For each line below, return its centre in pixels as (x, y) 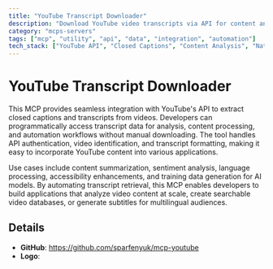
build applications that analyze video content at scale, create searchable (130, 194)
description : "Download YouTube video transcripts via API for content (132, 24)
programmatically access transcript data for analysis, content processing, (132, 126)
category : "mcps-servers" (52, 31)
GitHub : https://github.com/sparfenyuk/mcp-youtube (109, 247)
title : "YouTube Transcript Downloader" (78, 16)
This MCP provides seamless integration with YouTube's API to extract (126, 109)
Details (26, 228)
